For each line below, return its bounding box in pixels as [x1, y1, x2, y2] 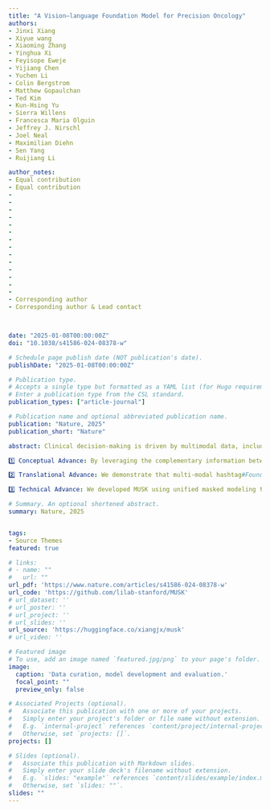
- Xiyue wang [8, 34, 52, 43]
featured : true [8, 544, 59, 552]
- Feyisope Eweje [8, 57, 67, 65]
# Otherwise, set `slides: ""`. [8, 782, 125, 790]
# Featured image [8, 648, 67, 656]
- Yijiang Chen [8, 64, 59, 72]
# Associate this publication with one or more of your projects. [8, 707, 243, 716]
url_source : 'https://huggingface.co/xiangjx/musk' [8, 626, 185, 634]
